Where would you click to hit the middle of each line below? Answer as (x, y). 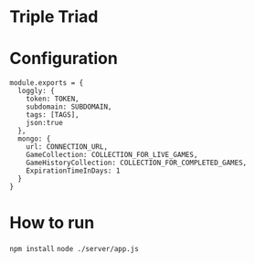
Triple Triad (54, 17)
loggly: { (36, 91)
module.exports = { (47, 83)
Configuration (64, 59)
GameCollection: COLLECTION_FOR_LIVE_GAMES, (112, 155)
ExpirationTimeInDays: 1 (73, 171)
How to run (52, 223)
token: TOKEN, (53, 99)
